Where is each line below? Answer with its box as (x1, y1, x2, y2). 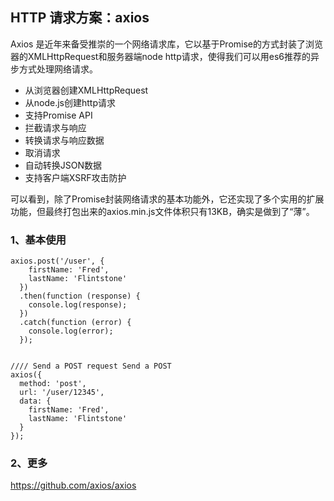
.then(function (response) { (19, 291, 141, 302)
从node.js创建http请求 (24, 96, 117, 108)
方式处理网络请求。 (18, 63, 98, 75)
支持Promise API (24, 109, 93, 121)
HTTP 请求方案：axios (10, 9, 150, 27)
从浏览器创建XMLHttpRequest (24, 84, 149, 96)
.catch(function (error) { (19, 318, 132, 328)
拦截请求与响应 (24, 121, 87, 133)
